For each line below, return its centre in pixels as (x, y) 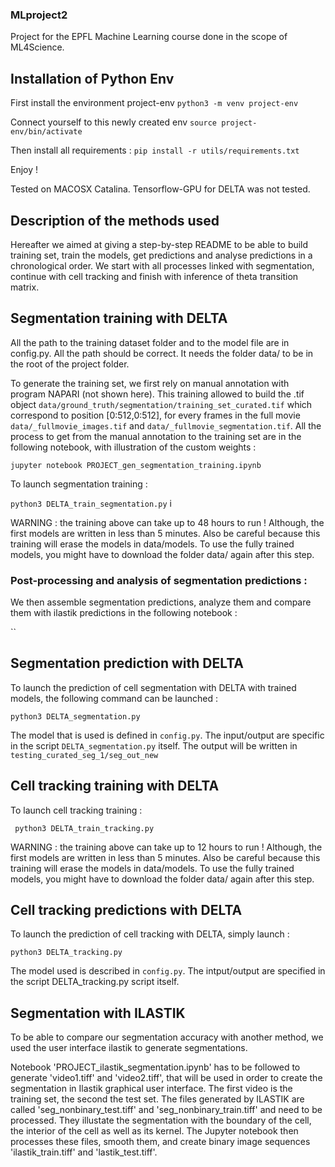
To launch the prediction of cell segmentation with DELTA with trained (153, 687)
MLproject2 (39, 15)
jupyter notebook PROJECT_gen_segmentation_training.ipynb (136, 465)
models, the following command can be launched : (114, 698)
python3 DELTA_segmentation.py (75, 716)
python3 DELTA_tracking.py (66, 953)
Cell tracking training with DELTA (115, 786)
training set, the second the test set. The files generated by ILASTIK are (157, 1099)
